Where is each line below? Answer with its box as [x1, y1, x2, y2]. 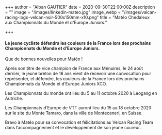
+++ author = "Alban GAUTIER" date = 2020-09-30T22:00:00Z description [5, 4, 155, 10]
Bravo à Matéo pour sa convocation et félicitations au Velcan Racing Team [5, 119, 154, 125]
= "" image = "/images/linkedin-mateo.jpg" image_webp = [5, 9, 121, 15]
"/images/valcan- [122, 9, 157, 15]
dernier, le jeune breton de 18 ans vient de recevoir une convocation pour [5, 70, 152, 77]
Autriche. [5, 96, 23, 101]
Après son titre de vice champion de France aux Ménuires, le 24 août [5, 66, 143, 71]
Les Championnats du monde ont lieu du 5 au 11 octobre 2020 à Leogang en [5, 90, 158, 96]
